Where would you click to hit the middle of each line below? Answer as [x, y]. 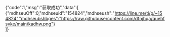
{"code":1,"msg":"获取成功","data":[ [42, 7]
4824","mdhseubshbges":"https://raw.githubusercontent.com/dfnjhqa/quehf [85, 18]
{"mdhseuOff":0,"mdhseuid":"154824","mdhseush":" [60, 13]
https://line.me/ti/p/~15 [139, 13]
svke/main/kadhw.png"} [30, 24]
